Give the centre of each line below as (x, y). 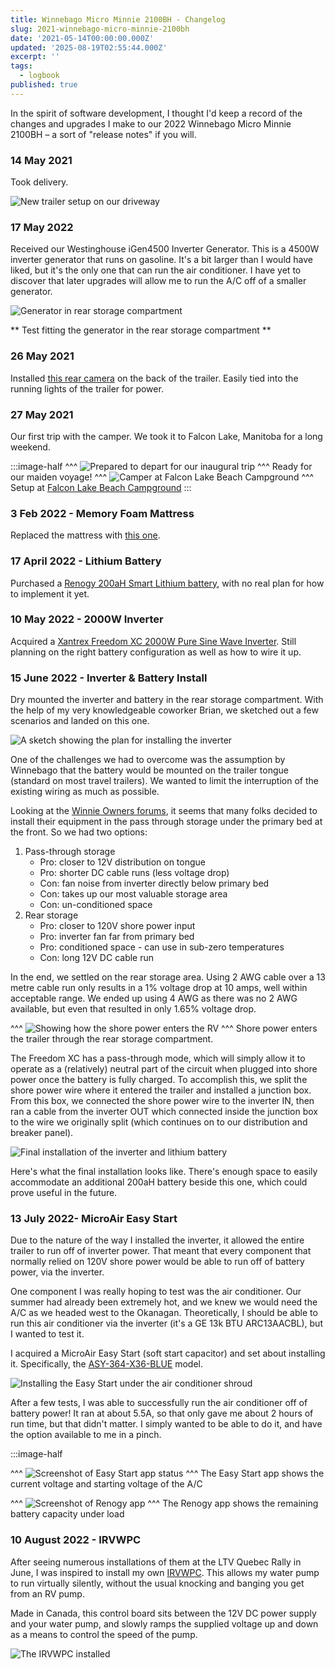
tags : (21, 66)
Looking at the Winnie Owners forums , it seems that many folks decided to (164, 811)
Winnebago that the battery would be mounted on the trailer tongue (149, 770)
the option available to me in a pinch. (86, 1435)
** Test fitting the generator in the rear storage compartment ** (141, 330)
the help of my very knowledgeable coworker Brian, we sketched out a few (164, 710)
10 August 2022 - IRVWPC (76, 1540)
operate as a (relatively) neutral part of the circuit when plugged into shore (164, 1069)
